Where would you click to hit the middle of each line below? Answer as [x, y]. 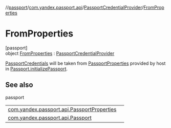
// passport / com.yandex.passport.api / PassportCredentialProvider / [74, 7]
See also [19, 85]
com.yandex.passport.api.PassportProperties [62, 109]
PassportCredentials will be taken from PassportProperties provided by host [85, 63]
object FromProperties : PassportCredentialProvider [60, 53]
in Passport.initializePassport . [37, 68]
